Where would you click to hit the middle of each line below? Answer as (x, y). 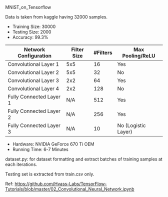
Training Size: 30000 (34, 26)
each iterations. (21, 164)
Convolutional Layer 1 (33, 64)
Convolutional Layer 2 (33, 72)
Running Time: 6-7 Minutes (40, 149)
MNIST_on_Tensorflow (28, 7)
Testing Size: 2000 (32, 32)
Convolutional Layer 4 (33, 88)
